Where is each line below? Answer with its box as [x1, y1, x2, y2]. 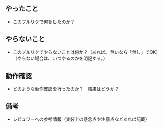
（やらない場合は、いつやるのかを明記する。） [12, 55, 108, 61]
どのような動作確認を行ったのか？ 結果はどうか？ [12, 86, 119, 92]
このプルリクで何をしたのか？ [12, 19, 75, 25]
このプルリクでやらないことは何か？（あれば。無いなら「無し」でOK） [12, 49, 160, 55]
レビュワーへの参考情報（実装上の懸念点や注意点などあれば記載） [12, 116, 150, 122]
